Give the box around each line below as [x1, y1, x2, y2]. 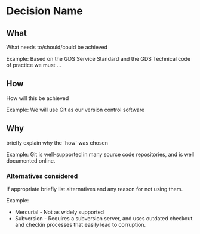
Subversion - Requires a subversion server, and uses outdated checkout [14, 214, 193, 221]
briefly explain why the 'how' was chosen [6, 139, 109, 146]
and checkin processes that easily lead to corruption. [14, 221, 146, 228]
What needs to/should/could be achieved [6, 43, 108, 51]
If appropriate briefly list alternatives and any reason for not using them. [6, 185, 183, 192]
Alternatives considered [6, 171, 78, 180]
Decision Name [6, 4, 84, 18]
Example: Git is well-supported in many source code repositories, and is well [6, 151, 195, 158]
